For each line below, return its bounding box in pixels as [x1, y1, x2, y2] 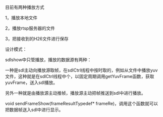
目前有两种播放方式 [5, 4, 45, 10]
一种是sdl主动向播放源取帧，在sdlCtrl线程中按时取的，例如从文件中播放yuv [5, 67, 158, 73]
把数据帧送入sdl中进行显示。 [5, 107, 63, 113]
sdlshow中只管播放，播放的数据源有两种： [5, 57, 92, 63]
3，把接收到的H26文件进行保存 [5, 36, 69, 41]
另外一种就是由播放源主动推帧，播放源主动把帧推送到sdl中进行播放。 [5, 90, 146, 96]
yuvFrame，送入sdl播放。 [5, 79, 58, 85]
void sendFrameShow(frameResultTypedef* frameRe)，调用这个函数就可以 [5, 101, 159, 106]
